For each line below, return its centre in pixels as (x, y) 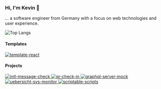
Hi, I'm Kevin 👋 (22, 8)
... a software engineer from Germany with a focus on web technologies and (81, 18)
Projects (14, 66)
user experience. (22, 23)
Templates (16, 44)
